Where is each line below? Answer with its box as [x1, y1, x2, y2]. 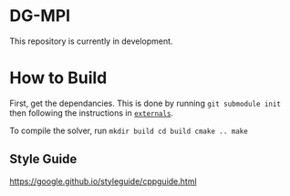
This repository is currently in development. [9, 36, 173, 46]
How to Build [9, 67, 108, 88]
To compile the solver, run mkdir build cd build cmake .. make [9, 125, 248, 136]
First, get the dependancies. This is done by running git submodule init [9, 98, 281, 108]
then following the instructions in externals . [9, 107, 174, 119]
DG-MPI [9, 5, 71, 26]
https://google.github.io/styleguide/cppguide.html [9, 175, 198, 187]
